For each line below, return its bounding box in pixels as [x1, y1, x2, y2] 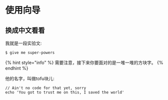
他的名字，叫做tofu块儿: [5, 75, 55, 81]
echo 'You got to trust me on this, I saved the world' [5, 90, 124, 95]
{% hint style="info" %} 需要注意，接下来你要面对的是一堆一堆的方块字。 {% [5, 59, 164, 65]
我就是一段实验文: [5, 40, 42, 46]
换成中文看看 [5, 26, 45, 34]
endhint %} [5, 65, 29, 71]
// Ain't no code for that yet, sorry [5, 85, 86, 90]
